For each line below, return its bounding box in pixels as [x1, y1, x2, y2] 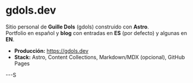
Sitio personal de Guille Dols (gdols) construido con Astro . [5, 23, 149, 30]
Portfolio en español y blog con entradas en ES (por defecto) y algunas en [5, 29, 188, 36]
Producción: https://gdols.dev [14, 47, 88, 54]
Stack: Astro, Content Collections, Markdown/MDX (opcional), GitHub [14, 53, 185, 60]
